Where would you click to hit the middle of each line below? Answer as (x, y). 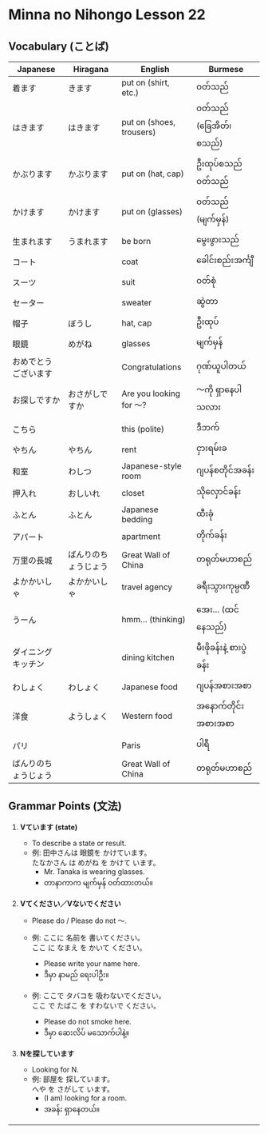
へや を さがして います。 (73, 1088)
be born (136, 241)
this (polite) (143, 429)
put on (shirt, (146, 83)
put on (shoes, (149, 122)
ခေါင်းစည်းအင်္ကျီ (225, 260)
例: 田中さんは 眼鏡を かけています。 (91, 852)
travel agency (147, 587)
